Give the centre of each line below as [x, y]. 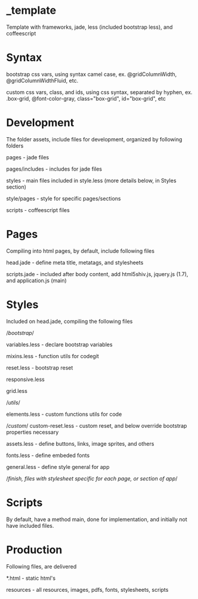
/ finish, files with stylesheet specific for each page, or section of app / [92, 478]
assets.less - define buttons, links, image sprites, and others [80, 443]
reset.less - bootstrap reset [40, 367]
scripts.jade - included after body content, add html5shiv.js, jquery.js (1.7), [97, 274]
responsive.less [25, 379]
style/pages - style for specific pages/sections [64, 198]
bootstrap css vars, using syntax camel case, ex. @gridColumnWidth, [92, 74]
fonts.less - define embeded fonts [48, 455]
